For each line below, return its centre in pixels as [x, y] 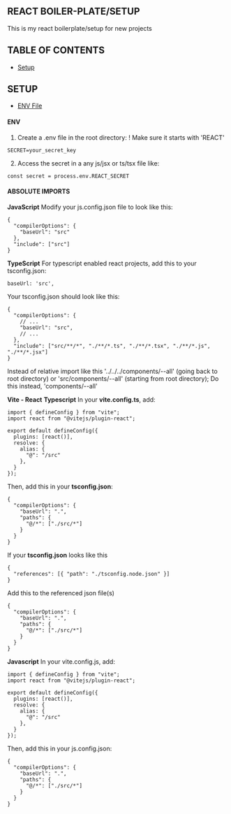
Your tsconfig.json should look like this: [64, 296]
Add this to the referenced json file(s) [61, 593]
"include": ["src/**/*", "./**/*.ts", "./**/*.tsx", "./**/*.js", [112, 346]
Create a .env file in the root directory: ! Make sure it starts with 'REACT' [121, 137]
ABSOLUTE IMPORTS [39, 191]
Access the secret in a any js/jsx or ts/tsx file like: [88, 163]
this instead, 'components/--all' [52, 386]
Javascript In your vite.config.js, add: [61, 661]
